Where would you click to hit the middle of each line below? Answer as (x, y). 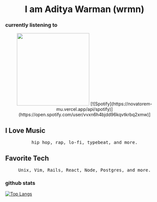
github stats (20, 183)
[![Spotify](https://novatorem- (121, 104)
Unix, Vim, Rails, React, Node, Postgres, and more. (85, 170)
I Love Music (25, 130)
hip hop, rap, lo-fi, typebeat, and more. (85, 143)
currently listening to (31, 25)
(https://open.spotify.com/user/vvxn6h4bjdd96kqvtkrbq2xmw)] (85, 115)
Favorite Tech (27, 158)
